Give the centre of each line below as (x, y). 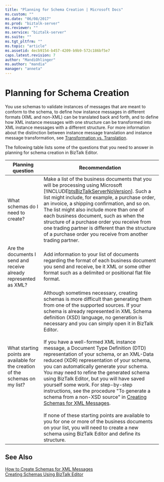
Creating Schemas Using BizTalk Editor (44, 474)
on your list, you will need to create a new (91, 428)
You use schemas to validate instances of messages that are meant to (75, 106)
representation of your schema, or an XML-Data (99, 354)
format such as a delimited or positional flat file (97, 272)
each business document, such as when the (94, 216)
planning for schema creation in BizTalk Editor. (52, 152)
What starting (23, 348)
